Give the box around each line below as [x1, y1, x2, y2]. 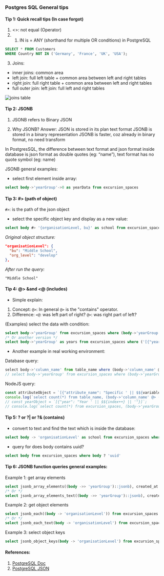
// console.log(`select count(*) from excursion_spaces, [5, 404, 123, 409]
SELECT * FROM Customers [5, 47, 56, 52]
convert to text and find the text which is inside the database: [12, 425, 136, 431]
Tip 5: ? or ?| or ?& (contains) [5, 415, 65, 420]
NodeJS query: [5, 381, 36, 387]
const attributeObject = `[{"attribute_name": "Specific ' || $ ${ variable [5, 391, 161, 395]
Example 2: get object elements [5, 502, 69, 508]
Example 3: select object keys [5, 530, 65, 535]
